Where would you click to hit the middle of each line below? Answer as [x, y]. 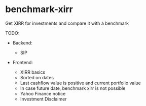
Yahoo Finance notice [43, 93]
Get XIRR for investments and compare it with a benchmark [67, 23]
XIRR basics [33, 72]
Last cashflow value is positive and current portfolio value [80, 83]
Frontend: [23, 62]
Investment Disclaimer [43, 99]
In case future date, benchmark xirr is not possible [73, 88]
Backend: [23, 43]
